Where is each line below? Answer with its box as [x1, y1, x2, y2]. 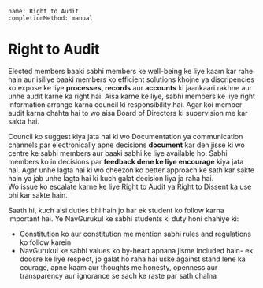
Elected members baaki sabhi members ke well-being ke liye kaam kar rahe [8, 66, 254, 76]
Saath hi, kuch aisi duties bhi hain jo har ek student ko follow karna [8, 205, 224, 215]
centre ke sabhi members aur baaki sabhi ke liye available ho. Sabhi [8, 148, 228, 157]
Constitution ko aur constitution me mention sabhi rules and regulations [19, 229, 252, 238]
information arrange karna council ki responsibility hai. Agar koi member [8, 99, 243, 109]
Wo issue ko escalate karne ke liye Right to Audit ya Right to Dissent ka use [8, 182, 252, 191]
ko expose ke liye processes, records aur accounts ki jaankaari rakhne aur [8, 83, 253, 92]
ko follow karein [19, 237, 72, 247]
